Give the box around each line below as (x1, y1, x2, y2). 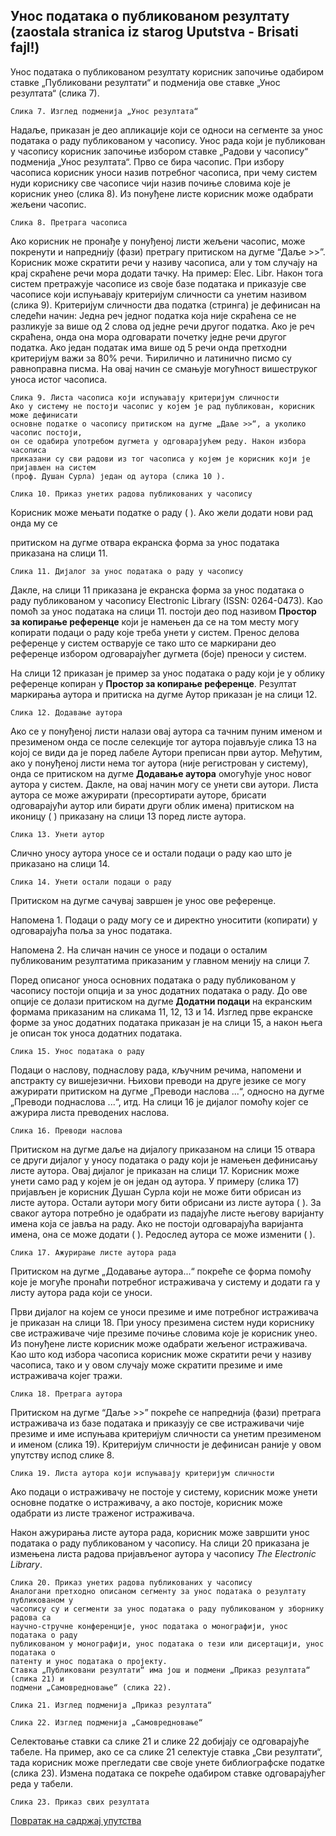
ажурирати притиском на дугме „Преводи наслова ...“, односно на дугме (10, 1085, 325, 1097)
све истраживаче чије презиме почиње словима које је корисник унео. (10, 1327, 318, 1339)
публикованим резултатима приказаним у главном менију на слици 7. (10, 954, 311, 966)
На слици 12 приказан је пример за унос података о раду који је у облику (10, 667, 325, 679)
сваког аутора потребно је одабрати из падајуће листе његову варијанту (10, 1207, 325, 1219)
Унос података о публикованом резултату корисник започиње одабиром (10, 65, 324, 78)
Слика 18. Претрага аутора (10, 1389, 123, 1399)
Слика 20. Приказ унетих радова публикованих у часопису (10, 1577, 253, 1588)
